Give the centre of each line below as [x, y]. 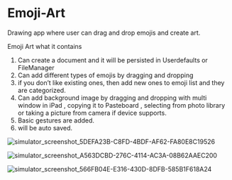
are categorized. [42, 90]
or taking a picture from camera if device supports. [92, 113]
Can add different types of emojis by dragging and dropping [105, 75]
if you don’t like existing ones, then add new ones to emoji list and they [121, 82]
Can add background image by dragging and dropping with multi [112, 98]
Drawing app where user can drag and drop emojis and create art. [104, 33]
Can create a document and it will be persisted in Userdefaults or [112, 60]
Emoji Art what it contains [45, 46]
